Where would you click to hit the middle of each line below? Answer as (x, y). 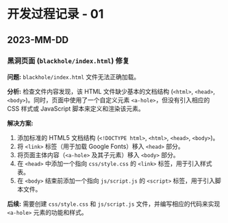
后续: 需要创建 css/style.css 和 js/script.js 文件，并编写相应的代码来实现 (114, 204)
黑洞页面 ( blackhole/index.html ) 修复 (68, 60)
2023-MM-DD (38, 39)
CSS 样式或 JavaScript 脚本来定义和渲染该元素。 (76, 108)
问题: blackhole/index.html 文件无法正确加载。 (74, 77)
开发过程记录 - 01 (55, 14)
